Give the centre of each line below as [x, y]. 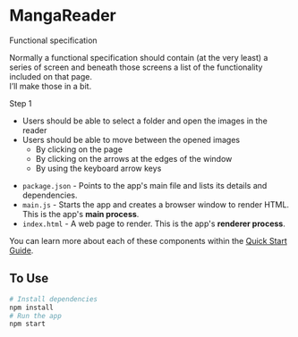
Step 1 [21, 103]
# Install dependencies [54, 299]
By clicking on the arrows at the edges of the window [134, 158]
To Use [29, 278]
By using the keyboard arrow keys [98, 168]
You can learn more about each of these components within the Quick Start [149, 240]
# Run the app [36, 316]
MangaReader [63, 16]
